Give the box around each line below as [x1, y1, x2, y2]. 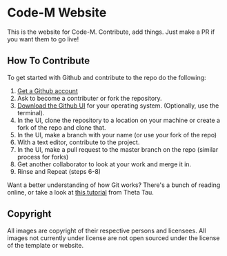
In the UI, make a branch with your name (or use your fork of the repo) [17, 130, 217, 139]
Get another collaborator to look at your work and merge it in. [17, 160, 192, 168]
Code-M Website [7, 5, 107, 21]
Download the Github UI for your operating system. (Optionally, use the [17, 101, 219, 110]
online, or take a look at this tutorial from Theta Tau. [7, 188, 154, 196]
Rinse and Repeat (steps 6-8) [17, 167, 101, 175]
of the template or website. [7, 241, 84, 249]
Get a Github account [17, 86, 78, 95]
